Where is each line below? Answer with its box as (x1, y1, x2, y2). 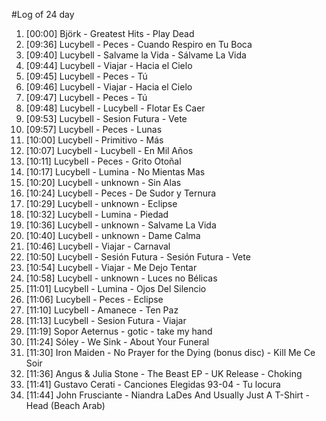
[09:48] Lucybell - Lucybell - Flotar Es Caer (25, 102, 206, 114)
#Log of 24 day (11, 9, 75, 20)
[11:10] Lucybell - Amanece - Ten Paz (25, 304, 179, 316)
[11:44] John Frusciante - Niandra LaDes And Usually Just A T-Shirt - (25, 389, 311, 401)
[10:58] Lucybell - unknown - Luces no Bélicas (25, 272, 218, 284)
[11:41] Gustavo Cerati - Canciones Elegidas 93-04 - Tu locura (25, 379, 281, 390)
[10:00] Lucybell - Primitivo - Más (25, 134, 164, 146)
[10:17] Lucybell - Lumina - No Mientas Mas (25, 166, 206, 178)
